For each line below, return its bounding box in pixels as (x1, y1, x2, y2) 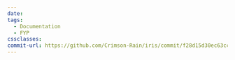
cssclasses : (7, 36, 42, 43)
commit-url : (7, 42, 42, 49)
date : (7, 10, 23, 17)
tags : (7, 17, 23, 23)
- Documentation (13, 23, 61, 30)
